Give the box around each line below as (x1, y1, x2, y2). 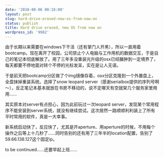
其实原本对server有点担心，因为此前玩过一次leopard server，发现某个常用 (5, 101, 155, 107)
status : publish (5, 21, 38, 26)
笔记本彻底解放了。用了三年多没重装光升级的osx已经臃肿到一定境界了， (13, 56, 158, 62)
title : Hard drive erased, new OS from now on (5, 25, 102, 30)
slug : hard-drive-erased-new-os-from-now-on (5, 16, 97, 21)
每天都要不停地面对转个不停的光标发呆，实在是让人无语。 (5, 62, 121, 68)
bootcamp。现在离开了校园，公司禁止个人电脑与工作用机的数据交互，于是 (5, 50, 154, 56)
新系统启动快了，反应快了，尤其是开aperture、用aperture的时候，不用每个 (5, 124, 156, 130)
